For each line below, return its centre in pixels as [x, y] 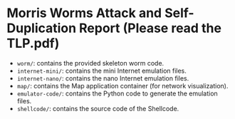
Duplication [41, 28]
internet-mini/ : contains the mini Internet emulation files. [101, 71]
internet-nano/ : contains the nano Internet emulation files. [103, 78]
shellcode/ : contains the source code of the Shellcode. [98, 108]
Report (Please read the [150, 28]
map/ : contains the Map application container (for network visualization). [122, 86]
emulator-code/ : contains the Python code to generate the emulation [117, 93]
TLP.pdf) [33, 43]
